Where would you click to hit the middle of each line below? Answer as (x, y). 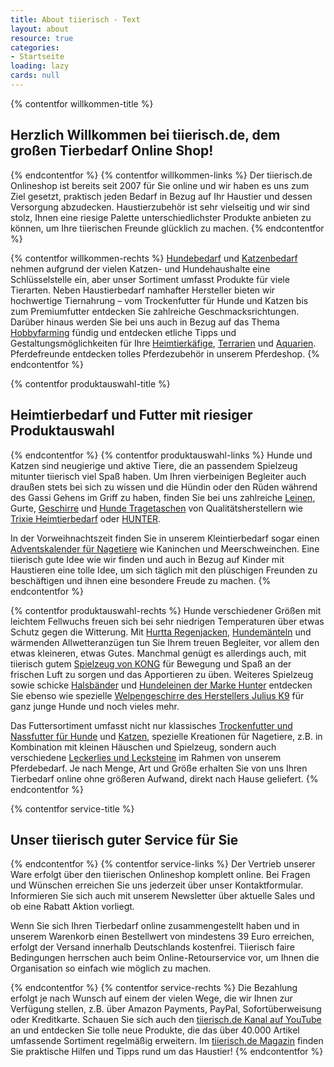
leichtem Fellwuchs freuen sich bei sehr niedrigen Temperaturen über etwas (167, 621)
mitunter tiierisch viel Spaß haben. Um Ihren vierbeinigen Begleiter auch (158, 476)
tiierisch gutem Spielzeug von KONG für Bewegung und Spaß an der (151, 663)
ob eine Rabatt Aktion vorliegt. (72, 907)
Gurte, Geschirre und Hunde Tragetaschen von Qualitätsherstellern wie (156, 508)
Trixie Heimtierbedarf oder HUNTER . (86, 518)
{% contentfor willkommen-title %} (82, 103)
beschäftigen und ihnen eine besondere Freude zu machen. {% (141, 580)
